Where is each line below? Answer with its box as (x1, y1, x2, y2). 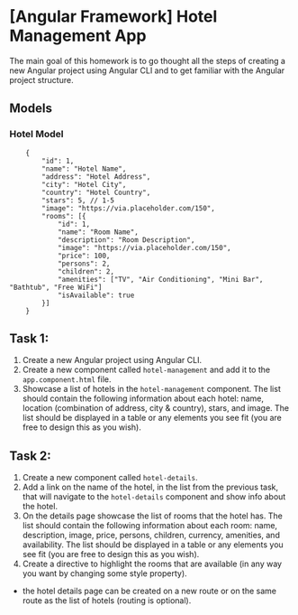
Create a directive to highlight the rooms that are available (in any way (22, 558, 282, 570)
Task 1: (9, 331, 50, 347)
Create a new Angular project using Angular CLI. (22, 355, 203, 366)
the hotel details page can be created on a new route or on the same (22, 585, 277, 597)
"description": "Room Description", (57, 235, 195, 245)
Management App (9, 25, 147, 46)
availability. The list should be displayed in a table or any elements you (22, 539, 284, 550)
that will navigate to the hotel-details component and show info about (22, 491, 286, 502)
